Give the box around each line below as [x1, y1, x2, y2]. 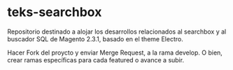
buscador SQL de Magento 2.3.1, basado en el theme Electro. [7, 34, 183, 43]
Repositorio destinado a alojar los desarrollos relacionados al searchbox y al [7, 27, 227, 36]
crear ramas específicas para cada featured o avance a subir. [7, 55, 184, 64]
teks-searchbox [7, 4, 102, 20]
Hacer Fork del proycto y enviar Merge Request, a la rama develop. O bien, [7, 48, 223, 57]
